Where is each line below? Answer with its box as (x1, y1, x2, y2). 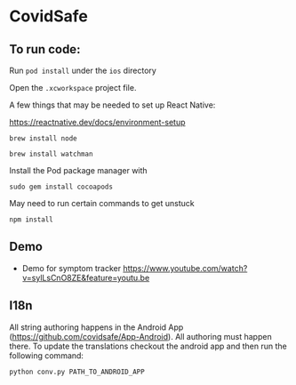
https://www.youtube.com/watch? (123, 262, 248, 273)
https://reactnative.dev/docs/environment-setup (9, 117, 186, 127)
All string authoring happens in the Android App (9, 322, 184, 333)
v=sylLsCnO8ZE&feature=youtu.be (21, 272, 150, 283)
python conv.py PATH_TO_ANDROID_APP (9, 367, 145, 376)
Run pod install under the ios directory (9, 65, 157, 76)
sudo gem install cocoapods (9, 182, 114, 191)
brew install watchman (9, 149, 93, 158)
